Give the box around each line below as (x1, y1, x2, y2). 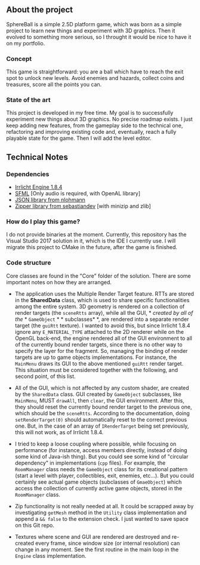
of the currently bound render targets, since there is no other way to (14, 340, 183, 348)
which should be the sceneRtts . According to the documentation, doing (14, 409, 190, 417)
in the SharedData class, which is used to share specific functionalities (14, 296, 190, 303)
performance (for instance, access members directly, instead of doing (14, 446, 187, 453)
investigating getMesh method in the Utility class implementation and (14, 509, 187, 516)
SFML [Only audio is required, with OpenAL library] (14, 190, 141, 197)
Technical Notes (6, 152, 69, 162)
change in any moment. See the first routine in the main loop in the (14, 546, 179, 553)
